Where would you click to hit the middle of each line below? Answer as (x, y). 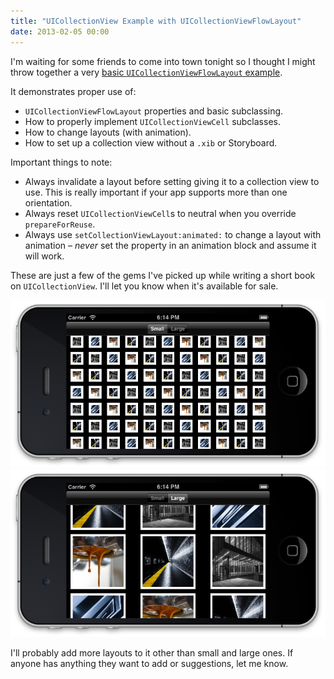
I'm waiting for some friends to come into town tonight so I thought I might (163, 61)
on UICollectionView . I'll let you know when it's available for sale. (144, 286)
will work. (44, 256)
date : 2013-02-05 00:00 (60, 31)
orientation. (48, 202)
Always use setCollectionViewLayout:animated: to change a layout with (173, 234)
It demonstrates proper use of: (73, 91)
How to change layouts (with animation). (108, 132)
